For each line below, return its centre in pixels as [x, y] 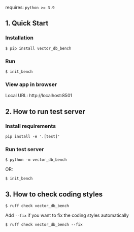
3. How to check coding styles [54, 194]
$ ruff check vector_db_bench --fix [44, 225]
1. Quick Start [27, 23]
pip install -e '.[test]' [32, 136]
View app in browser [31, 84]
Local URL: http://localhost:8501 [39, 96]
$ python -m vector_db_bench [36, 160]
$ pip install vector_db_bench [38, 48]
